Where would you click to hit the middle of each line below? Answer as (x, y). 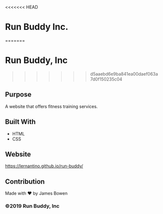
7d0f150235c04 (106, 79)
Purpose (18, 94)
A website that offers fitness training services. (51, 106)
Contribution (25, 181)
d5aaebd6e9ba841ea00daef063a (124, 74)
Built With (20, 122)
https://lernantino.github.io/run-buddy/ (44, 166)
